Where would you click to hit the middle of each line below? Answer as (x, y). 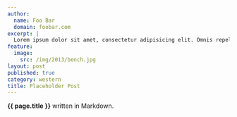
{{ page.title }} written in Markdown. (61, 106)
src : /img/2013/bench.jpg (58, 60)
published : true (31, 73)
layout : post (26, 66)
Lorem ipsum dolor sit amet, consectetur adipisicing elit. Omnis (113, 40)
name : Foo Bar (34, 20)
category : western (34, 79)
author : (19, 14)
